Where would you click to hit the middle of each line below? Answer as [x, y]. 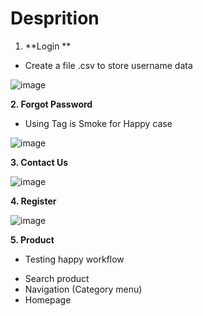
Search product [57, 278]
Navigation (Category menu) [83, 289]
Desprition [55, 18]
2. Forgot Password [51, 104]
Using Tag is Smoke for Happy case [98, 123]
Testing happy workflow [74, 259]
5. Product [32, 239]
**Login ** [48, 46]
